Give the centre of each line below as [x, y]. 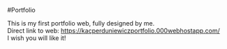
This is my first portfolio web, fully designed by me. [81, 23]
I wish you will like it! [37, 38]
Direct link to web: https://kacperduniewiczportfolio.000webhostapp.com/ [113, 31]
